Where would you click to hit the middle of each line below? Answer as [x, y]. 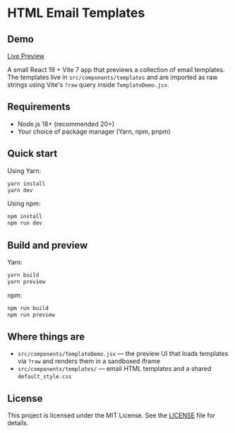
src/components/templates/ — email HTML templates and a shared [114, 369]
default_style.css [44, 377]
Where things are [46, 337]
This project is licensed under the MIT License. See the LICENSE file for [112, 415]
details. [18, 423]
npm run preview [31, 315]
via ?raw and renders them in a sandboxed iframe [89, 361]
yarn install [26, 184]
